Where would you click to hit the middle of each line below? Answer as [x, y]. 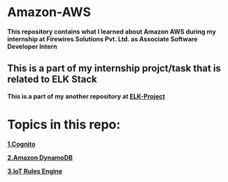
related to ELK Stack [52, 79]
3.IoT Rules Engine [35, 171]
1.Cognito [21, 143]
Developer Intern [32, 46]
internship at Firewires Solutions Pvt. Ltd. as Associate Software [102, 38]
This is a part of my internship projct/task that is [114, 68]
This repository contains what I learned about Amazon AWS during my [112, 31]
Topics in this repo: [64, 124]
